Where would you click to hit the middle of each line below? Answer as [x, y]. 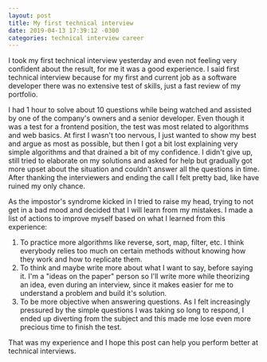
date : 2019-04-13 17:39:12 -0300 [64, 30]
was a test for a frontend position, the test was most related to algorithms [129, 127]
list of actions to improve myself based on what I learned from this [117, 218]
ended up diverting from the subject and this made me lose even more [135, 319]
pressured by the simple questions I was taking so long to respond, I [132, 310]
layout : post [30, 16]
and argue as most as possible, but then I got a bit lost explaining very [123, 144]
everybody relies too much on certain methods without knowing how [133, 251]
